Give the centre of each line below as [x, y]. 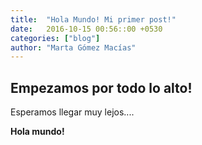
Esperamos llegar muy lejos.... [72, 112]
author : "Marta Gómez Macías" [73, 47]
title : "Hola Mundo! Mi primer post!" [93, 19]
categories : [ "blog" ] [55, 38]
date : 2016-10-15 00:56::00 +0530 [86, 29]
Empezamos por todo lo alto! [101, 87]
